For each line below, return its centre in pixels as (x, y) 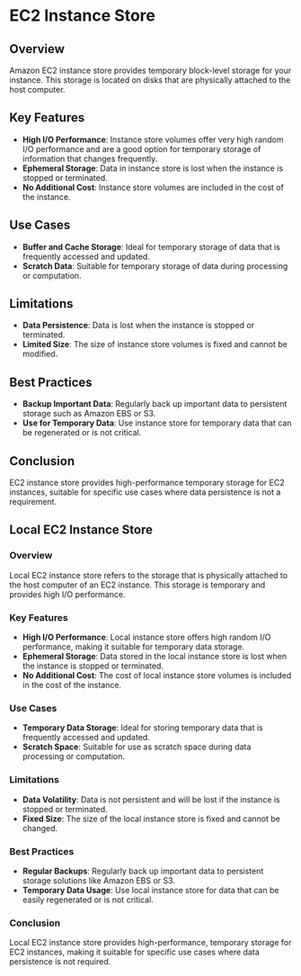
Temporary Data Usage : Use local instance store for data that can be (150, 890)
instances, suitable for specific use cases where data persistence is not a (145, 492)
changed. (40, 828)
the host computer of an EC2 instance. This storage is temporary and (137, 585)
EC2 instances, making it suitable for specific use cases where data (135, 952)
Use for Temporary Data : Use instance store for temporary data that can (157, 423)
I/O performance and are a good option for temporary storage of (142, 148)
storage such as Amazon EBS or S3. (89, 414)
